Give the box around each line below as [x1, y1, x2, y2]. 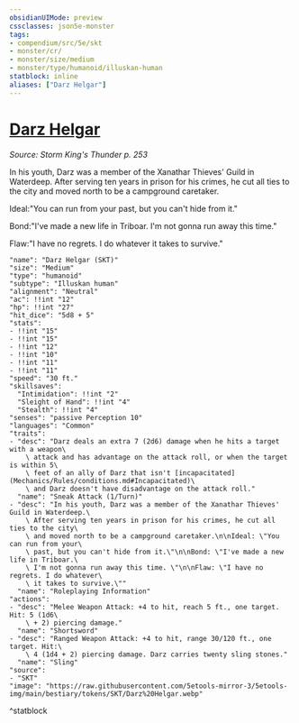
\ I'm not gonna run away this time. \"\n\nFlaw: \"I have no [25, 563, 264, 572]
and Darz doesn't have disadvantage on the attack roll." [32, 484, 256, 493]
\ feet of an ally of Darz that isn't [25, 468, 171, 478]
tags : [9, 30, 30, 39]
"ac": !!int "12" [9, 295, 75, 304]
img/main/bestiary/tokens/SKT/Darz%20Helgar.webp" [9, 689, 204, 699]
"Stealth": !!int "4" [17, 405, 99, 415]
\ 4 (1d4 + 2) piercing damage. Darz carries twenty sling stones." [25, 650, 288, 659]
